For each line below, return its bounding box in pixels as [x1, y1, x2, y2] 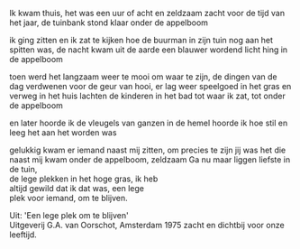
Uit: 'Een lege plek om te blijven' [9, 210, 129, 220]
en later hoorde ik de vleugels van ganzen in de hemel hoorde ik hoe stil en [9, 117, 288, 128]
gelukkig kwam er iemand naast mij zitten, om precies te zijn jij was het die [9, 144, 286, 155]
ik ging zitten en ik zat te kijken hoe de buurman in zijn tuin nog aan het [9, 35, 273, 45]
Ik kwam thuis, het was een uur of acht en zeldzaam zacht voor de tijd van [9, 8, 286, 18]
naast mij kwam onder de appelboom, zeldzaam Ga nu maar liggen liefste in [9, 154, 291, 165]
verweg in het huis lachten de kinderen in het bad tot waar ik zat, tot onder [9, 90, 286, 101]
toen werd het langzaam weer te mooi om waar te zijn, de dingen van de [9, 71, 277, 82]
